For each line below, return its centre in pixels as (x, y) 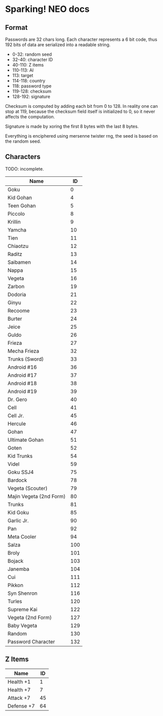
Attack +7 (19, 698)
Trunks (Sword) (26, 359)
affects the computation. (30, 117)
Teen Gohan (22, 206)
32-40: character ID (33, 60)
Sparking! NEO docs (47, 9)
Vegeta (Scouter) (28, 488)
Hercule (17, 423)
